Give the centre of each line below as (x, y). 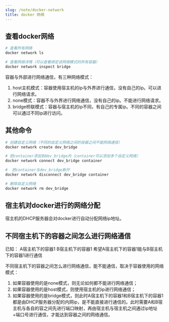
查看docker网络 (30, 36)
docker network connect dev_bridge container (54, 161)
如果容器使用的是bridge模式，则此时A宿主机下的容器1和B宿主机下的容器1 (88, 296)
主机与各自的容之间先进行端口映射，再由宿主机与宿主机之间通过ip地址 (85, 308)
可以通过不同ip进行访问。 (39, 113)
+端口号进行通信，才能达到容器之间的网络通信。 (63, 315)
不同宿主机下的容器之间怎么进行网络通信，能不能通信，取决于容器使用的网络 (84, 266)
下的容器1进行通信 (24, 255)
